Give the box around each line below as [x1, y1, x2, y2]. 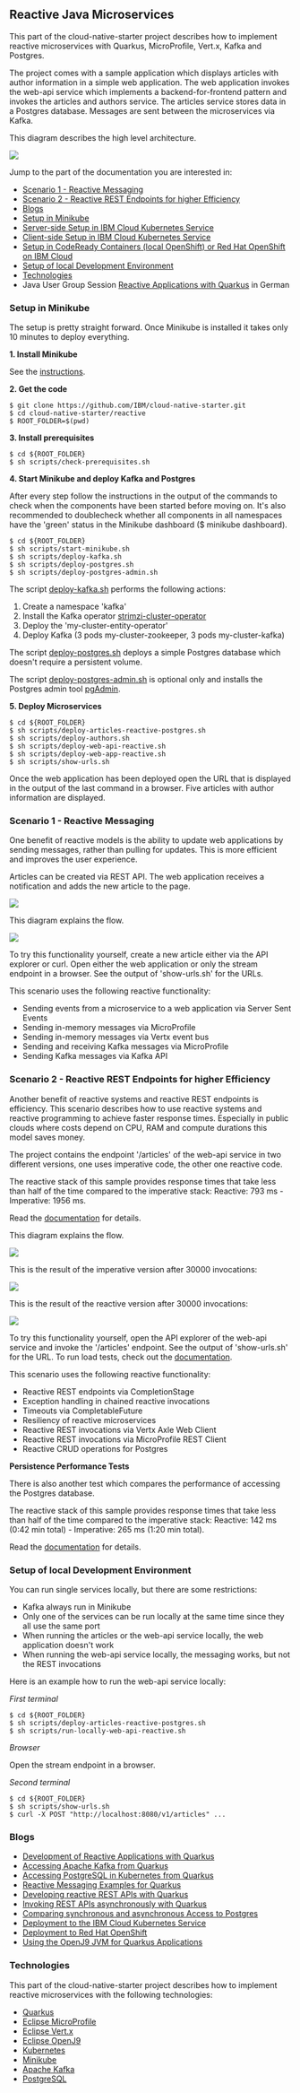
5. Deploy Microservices [9, 701, 102, 712]
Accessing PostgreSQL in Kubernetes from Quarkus [21, 1870, 214, 1881]
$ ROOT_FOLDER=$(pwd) [9, 417, 90, 426]
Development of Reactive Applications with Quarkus [21, 1851, 215, 1862]
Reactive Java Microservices [9, 7, 175, 22]
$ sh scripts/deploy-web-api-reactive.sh [9, 742, 167, 751]
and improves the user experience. [9, 854, 138, 864]
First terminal [9, 1694, 58, 1704]
